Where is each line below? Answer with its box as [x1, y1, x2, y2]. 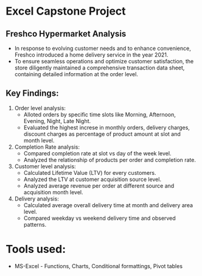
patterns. [23, 221, 47, 228]
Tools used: [5, 242, 66, 256]
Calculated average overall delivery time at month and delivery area [23, 201, 193, 208]
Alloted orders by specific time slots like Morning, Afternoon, [23, 111, 176, 118]
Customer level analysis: [14, 163, 77, 170]
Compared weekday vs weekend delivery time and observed [23, 214, 176, 222]
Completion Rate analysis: [14, 143, 80, 150]
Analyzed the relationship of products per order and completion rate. [23, 156, 196, 163]
